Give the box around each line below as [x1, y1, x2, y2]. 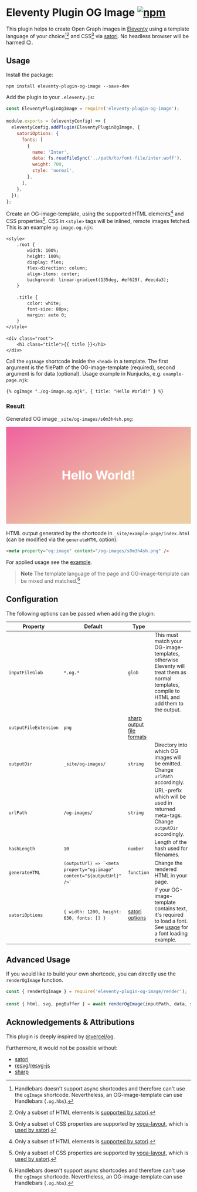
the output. [154, 706, 181, 713]
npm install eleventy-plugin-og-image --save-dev [6, 83, 130, 89]
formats [128, 733, 147, 740]
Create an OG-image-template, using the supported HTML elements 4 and [6, 209, 184, 217]
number [128, 846, 144, 852]
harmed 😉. [6, 39, 33, 46]
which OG [154, 747, 179, 754]
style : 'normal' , [32, 168, 75, 174]
